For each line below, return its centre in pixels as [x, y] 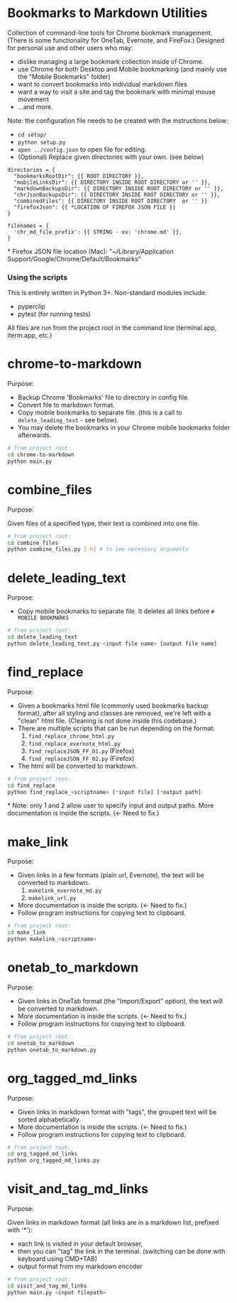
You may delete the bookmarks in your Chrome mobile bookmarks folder [124, 428]
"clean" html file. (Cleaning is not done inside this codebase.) [107, 720]
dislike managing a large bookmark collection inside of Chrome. [111, 61]
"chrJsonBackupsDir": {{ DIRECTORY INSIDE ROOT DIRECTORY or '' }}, [117, 194]
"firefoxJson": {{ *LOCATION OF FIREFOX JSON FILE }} [95, 207]
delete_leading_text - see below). [68, 420]
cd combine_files [33, 543]
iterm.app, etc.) [30, 336]
